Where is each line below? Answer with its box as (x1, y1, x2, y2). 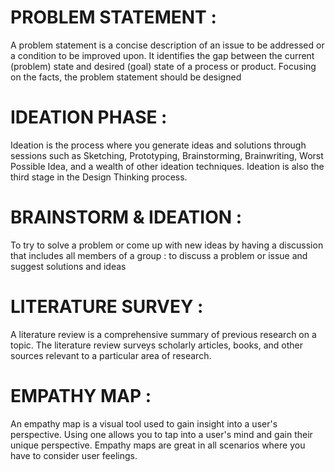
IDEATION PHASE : (10, 106, 168, 129)
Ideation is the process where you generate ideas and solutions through (10, 139, 307, 151)
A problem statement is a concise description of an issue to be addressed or (10, 39, 325, 51)
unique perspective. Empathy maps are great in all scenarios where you (10, 439, 306, 451)
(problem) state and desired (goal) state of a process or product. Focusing (10, 60, 317, 72)
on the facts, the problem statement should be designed (10, 71, 242, 83)
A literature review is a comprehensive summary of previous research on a (10, 328, 317, 340)
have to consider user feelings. (10, 449, 138, 461)
